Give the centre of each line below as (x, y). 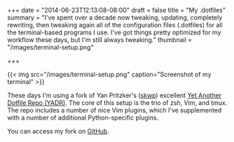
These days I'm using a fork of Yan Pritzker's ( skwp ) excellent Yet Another (115, 95)
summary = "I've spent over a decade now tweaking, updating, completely (115, 17)
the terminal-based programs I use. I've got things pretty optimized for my (114, 32)
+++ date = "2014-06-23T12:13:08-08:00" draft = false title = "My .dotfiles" (117, 10)
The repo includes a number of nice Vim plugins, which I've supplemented (115, 110)
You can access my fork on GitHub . (58, 131)
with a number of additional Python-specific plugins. (83, 118)
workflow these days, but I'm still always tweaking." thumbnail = (100, 40)
